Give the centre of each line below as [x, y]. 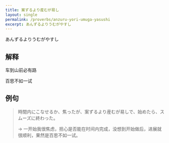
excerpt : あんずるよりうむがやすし [38, 24]
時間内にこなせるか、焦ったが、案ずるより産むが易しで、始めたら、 [89, 111]
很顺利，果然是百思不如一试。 [49, 135]
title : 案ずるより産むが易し [32, 10]
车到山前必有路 [21, 70]
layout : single [21, 15]
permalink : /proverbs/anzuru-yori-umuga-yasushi [58, 19]
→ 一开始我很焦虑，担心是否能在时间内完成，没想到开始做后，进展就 [90, 129]
